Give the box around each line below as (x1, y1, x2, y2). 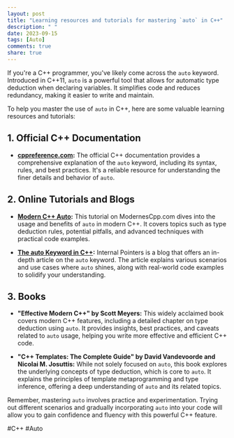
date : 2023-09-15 (7, 29, 58, 37)
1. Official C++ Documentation (7, 132, 141, 144)
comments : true (7, 43, 52, 50)
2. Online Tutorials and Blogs (7, 193, 135, 205)
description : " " (7, 23, 58, 30)
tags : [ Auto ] (7, 36, 45, 43)
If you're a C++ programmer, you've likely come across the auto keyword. (7, 68, 219, 77)
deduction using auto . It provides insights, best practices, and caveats (17, 324, 219, 333)
